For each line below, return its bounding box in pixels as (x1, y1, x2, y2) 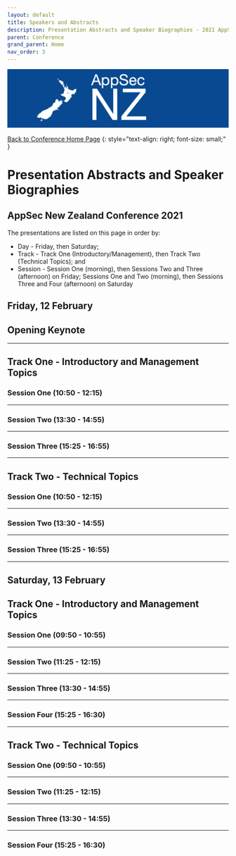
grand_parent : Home (7, 41, 65, 49)
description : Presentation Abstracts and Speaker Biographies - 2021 (7, 26, 216, 33)
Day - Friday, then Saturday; (17, 242, 100, 250)
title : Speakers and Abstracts (7, 18, 99, 26)
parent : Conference (7, 34, 65, 41)
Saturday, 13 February (7, 574, 106, 586)
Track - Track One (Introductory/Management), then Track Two (17, 249, 201, 258)
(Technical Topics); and (17, 257, 86, 266)
